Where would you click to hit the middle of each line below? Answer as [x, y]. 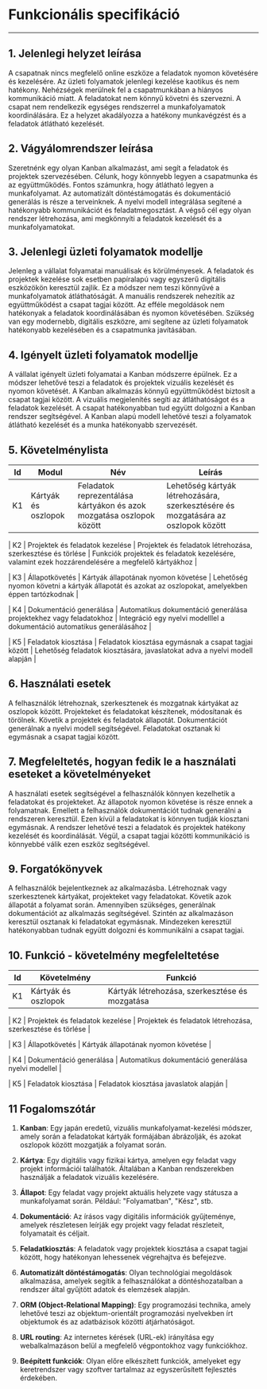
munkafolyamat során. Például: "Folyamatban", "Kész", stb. [116, 1201]
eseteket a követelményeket [79, 774]
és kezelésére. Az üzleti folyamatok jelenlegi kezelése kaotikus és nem [124, 81]
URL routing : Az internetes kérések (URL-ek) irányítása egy [117, 1337]
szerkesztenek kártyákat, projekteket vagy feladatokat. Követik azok [120, 897]
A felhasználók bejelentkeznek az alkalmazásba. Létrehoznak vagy [118, 888]
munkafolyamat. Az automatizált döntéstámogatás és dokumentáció [120, 193]
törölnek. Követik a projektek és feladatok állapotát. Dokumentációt [118, 720]
